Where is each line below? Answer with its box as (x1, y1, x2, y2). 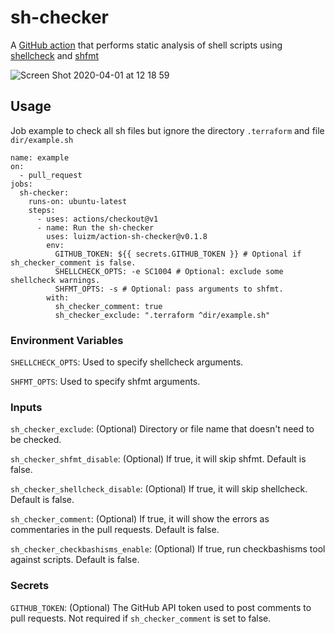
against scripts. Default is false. (10, 554, 140, 566)
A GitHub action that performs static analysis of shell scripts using (10, 39, 283, 51)
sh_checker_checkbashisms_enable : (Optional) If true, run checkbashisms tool (10, 543, 326, 555)
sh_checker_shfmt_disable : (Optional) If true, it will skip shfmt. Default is (10, 453, 307, 465)
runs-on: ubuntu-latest (28, 196, 128, 206)
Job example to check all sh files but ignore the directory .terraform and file (10, 124, 325, 136)
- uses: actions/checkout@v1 (36, 214, 159, 224)
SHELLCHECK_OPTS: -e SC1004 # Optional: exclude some (54, 266, 284, 276)
